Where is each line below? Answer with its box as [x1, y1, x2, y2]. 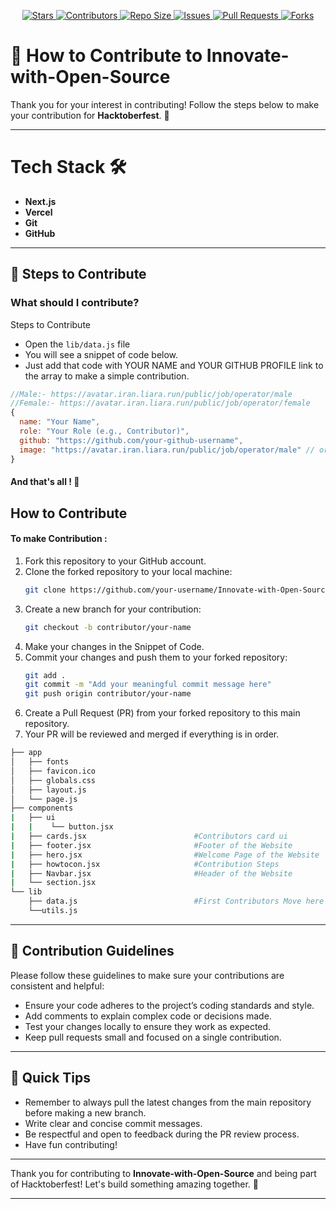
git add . [24, 670, 67, 680]
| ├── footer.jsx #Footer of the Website [10, 840, 293, 850]
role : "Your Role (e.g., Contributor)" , [19, 426, 190, 437]
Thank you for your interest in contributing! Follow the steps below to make [10, 98, 320, 110]
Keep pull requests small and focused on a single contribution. [24, 1031, 282, 1043]
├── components [10, 803, 74, 814]
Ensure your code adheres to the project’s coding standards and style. [24, 999, 315, 1011]
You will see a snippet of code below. [24, 348, 179, 360]
